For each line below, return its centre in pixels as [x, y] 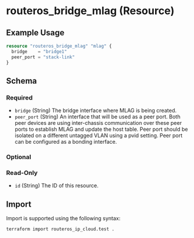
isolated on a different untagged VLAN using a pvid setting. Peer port [98, 135]
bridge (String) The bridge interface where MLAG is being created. [96, 111]
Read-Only [22, 173]
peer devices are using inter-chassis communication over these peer [98, 123]
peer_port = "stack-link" [43, 57]
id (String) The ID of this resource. [57, 186]
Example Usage [35, 33]
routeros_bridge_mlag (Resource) [91, 11]
